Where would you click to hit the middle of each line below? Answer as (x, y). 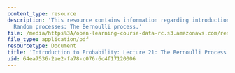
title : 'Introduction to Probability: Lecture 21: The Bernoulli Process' (119, 53)
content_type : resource (42, 14)
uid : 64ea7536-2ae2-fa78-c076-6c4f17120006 (72, 59)
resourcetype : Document (42, 46)
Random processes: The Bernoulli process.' (78, 26)
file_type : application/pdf (48, 40)
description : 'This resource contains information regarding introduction (119, 20)
